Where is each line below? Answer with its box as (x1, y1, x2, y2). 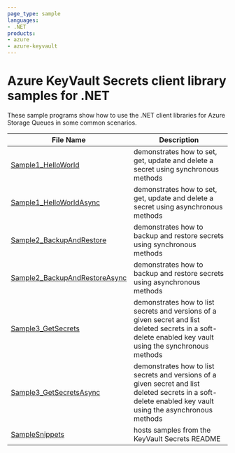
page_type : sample (7, 10, 61, 18)
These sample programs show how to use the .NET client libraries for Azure (7, 111, 226, 119)
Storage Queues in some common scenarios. (7, 118, 138, 127)
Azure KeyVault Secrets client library (7, 73, 227, 89)
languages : (7, 17, 39, 24)
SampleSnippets (10, 429, 65, 439)
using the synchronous (133, 341, 209, 351)
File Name (51, 134, 86, 144)
